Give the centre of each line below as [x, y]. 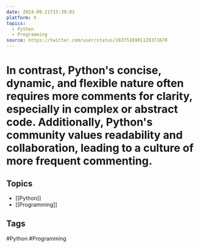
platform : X [21, 18]
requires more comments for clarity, [100, 97]
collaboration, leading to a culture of [100, 148]
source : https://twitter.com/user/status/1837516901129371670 [87, 40]
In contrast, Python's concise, [84, 70]
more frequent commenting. [79, 161]
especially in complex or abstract [92, 109]
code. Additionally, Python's [80, 122]
